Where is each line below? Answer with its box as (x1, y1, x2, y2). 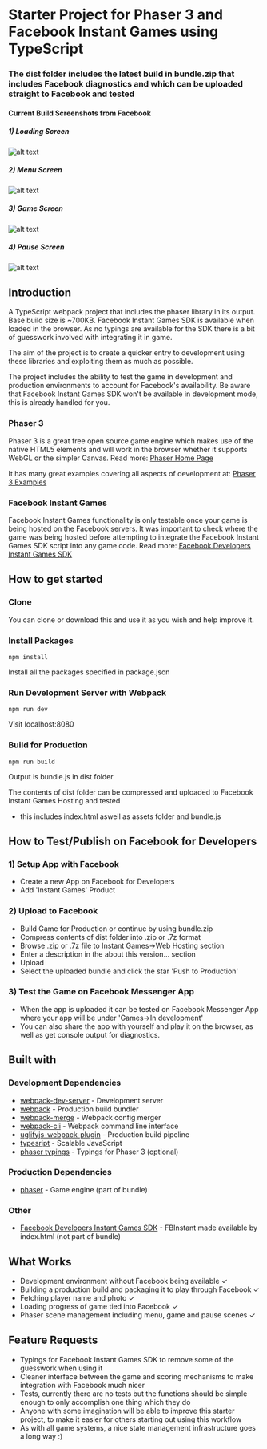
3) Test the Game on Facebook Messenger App (8, 986, 194, 998)
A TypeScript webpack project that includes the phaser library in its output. (8, 307, 256, 317)
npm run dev (8, 706, 48, 714)
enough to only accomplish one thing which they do (19, 1397, 191, 1407)
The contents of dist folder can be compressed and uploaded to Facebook (8, 787, 253, 797)
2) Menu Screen (8, 165, 62, 175)
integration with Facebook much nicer (19, 1380, 145, 1390)
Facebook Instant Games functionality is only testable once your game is (8, 515, 248, 524)
